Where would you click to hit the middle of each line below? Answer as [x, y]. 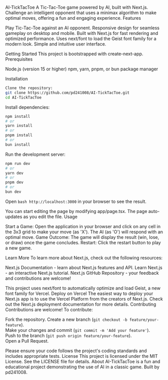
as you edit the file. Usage [50, 217]
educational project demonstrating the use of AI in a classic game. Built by [82, 367]
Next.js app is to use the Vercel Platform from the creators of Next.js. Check [84, 299]
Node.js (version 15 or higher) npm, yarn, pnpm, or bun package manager [82, 69]
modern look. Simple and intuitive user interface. [56, 44]
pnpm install [19, 135]
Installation [17, 79]
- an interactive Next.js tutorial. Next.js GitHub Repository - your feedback [82, 273]
